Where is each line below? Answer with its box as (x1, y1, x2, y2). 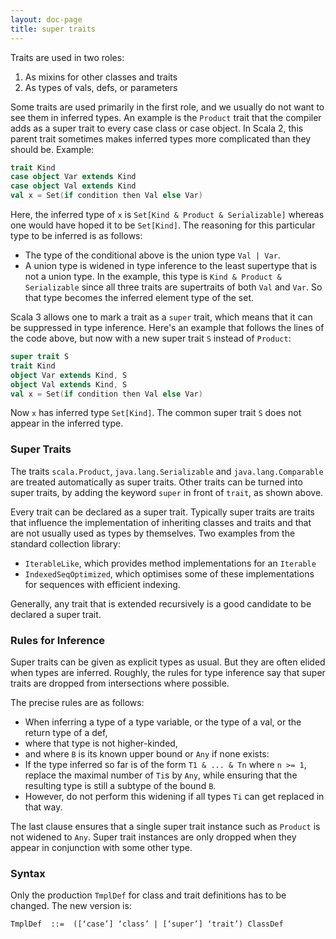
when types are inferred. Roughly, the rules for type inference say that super (10, 666, 326, 678)
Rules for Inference (10, 633, 106, 647)
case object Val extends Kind (10, 181, 137, 191)
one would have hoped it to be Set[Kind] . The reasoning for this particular (10, 219, 316, 231)
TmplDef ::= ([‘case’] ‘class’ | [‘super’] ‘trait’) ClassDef (10, 919, 284, 930)
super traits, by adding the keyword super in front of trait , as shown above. (10, 486, 324, 498)
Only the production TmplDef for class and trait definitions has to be (10, 889, 287, 901)
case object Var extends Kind (10, 172, 137, 182)
